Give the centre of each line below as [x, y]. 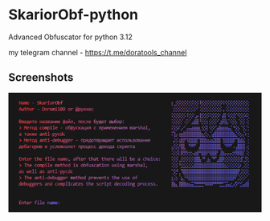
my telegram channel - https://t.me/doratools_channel [98, 52]
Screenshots [41, 78]
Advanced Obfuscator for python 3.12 [70, 37]
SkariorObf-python [74, 15]
